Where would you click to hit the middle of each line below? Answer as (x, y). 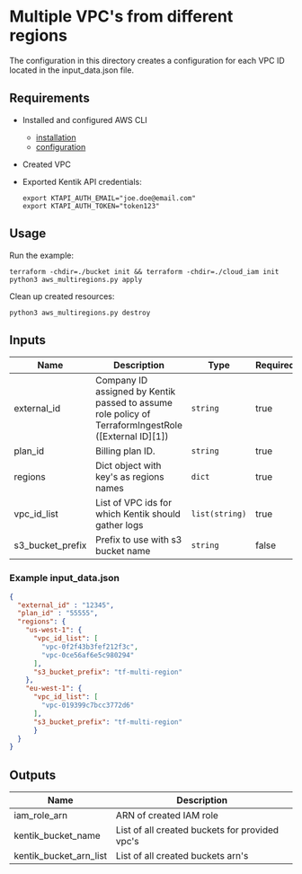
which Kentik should (138, 514)
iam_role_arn (41, 816)
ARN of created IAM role (167, 816)
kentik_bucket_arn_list (61, 856)
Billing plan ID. (125, 451)
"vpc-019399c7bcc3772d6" (88, 706)
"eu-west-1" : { (54, 689)
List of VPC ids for (134, 503)
